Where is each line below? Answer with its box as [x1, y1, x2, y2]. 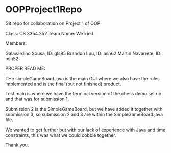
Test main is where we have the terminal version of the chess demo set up [5, 90, 162, 96]
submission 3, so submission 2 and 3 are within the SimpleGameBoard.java [5, 111, 163, 117]
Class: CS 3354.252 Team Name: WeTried [5, 30, 93, 36]
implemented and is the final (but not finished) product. [5, 81, 121, 87]
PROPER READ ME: [5, 65, 46, 71]
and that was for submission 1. [5, 96, 69, 102]
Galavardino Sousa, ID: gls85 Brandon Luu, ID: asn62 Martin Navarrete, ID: [5, 50, 162, 56]
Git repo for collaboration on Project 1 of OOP [5, 20, 101, 27]
